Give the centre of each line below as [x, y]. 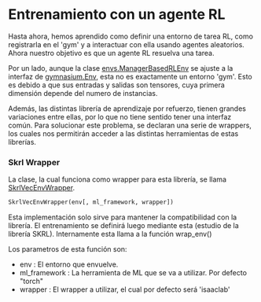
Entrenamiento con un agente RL [117, 15]
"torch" [31, 282]
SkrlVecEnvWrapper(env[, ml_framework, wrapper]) [91, 202]
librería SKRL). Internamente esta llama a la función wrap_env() [110, 234]
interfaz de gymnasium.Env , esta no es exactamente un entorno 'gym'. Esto [130, 76]
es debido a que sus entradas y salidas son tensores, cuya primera [117, 85]
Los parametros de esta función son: [68, 249]
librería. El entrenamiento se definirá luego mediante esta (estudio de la [124, 226]
